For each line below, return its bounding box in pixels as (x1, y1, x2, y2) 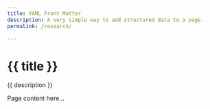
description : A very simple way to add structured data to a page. (7, 16, 205, 23)
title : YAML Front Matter (7, 10, 81, 17)
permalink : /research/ (7, 23, 72, 29)
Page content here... (7, 94, 65, 103)
